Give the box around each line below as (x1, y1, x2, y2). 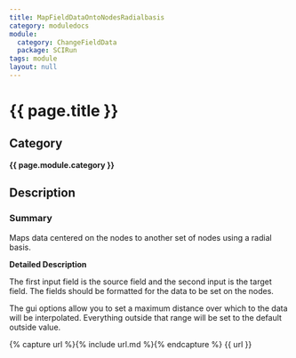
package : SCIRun (17, 46, 77, 55)
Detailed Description (9, 259, 87, 269)
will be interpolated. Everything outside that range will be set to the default (9, 312, 283, 322)
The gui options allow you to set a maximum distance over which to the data (9, 303, 288, 314)
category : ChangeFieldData (17, 37, 117, 47)
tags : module (9, 54, 58, 63)
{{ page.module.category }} (9, 159, 116, 170)
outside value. (9, 322, 61, 332)
